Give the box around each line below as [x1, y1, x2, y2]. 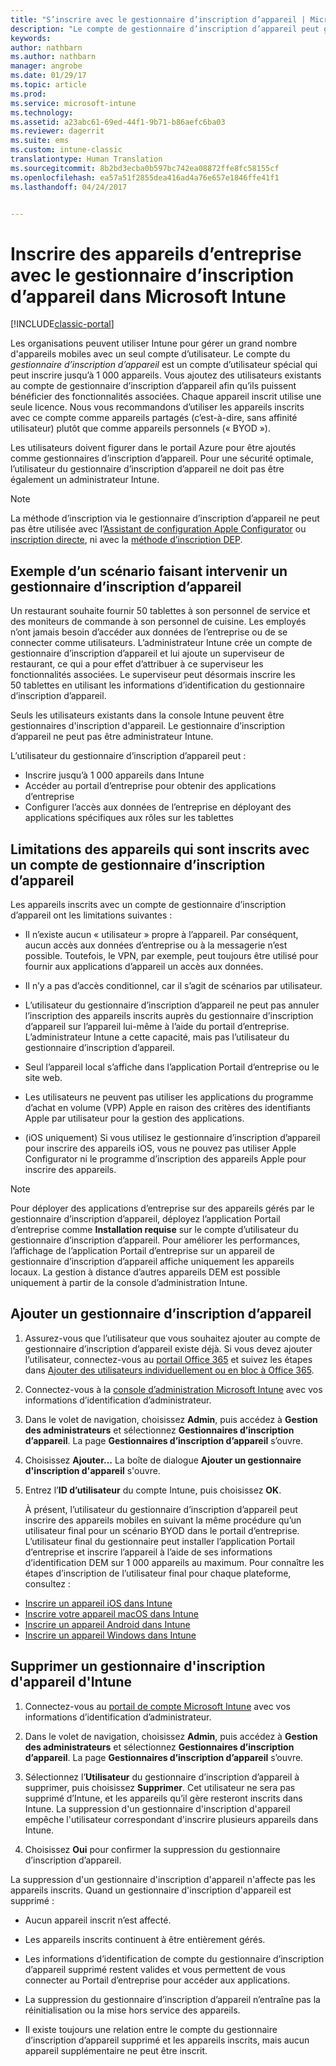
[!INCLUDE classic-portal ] [10, 318, 115, 330]
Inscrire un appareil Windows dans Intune [24, 1629, 197, 1641]
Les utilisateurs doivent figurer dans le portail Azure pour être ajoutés [10, 442, 297, 454]
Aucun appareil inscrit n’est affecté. [24, 1914, 172, 1926]
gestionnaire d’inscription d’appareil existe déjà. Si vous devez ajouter [24, 1342, 313, 1355]
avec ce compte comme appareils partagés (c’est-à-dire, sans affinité [10, 412, 298, 424]
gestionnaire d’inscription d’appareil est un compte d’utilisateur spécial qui [10, 359, 318, 371]
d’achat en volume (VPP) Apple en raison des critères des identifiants [24, 1101, 311, 1113]
